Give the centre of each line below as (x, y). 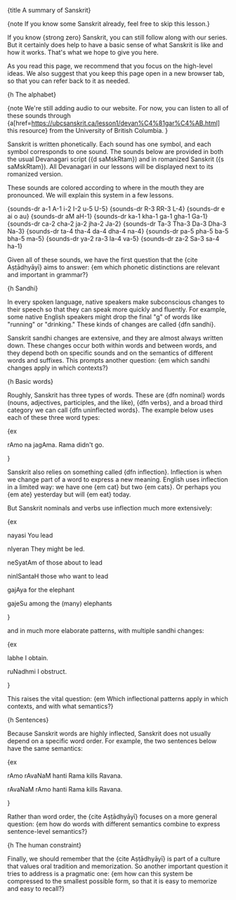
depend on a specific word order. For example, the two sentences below (112, 741)
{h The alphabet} (32, 95)
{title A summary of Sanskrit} (49, 10)
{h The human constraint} (45, 845)
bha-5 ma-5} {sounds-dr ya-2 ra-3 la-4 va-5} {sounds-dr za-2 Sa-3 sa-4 (113, 239)
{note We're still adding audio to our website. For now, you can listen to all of (118, 108)
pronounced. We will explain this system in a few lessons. (91, 195)
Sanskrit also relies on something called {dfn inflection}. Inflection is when (115, 472)
